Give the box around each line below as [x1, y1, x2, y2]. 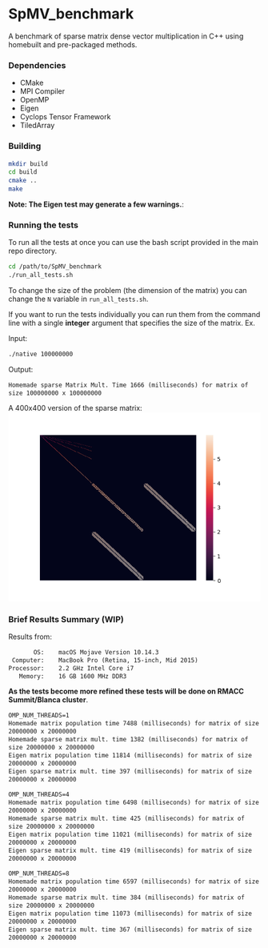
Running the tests [8, 219, 78, 231]
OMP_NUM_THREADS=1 [8, 712, 70, 720]
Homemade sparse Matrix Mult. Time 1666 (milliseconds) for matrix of [8, 381, 249, 389]
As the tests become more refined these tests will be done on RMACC [8, 686, 244, 697]
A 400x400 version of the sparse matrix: [8, 403, 142, 412]
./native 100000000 [8, 350, 74, 359]
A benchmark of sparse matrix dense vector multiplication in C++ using [8, 31, 244, 41]
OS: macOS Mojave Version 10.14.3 [33, 649, 159, 657]
